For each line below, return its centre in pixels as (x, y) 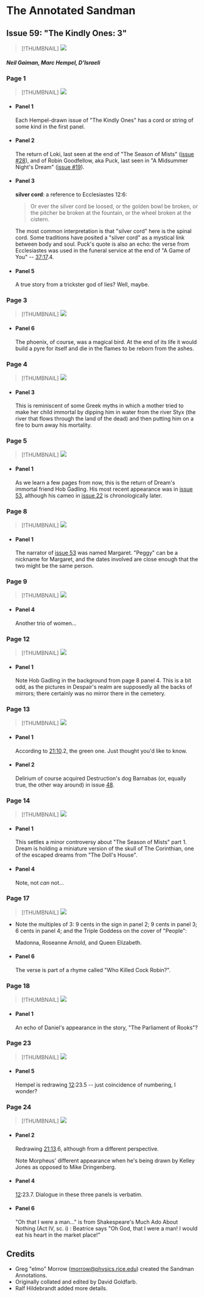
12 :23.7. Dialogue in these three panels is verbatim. (79, 1194)
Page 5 (17, 441)
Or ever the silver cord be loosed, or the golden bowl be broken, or (114, 206)
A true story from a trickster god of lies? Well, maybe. (82, 285)
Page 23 (19, 1043)
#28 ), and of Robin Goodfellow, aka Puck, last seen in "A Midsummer (101, 160)
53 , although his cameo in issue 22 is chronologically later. (89, 495)
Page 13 (18, 709)
